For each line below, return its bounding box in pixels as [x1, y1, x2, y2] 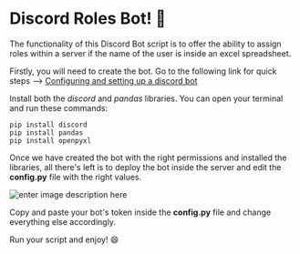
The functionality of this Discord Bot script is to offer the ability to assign [9, 38, 282, 49]
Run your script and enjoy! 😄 [9, 234, 119, 245]
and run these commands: [9, 102, 108, 113]
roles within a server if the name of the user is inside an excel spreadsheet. [9, 47, 292, 58]
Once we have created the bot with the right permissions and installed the [9, 152, 287, 163]
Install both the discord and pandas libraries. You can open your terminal [9, 93, 284, 104]
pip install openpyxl [9, 136, 92, 145]
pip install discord [9, 120, 88, 129]
